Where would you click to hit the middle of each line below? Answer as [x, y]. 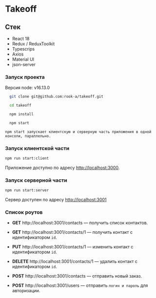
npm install [22, 114]
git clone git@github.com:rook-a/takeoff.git [57, 97]
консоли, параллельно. [28, 136]
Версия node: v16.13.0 [28, 88]
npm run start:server [27, 190]
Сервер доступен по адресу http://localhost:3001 [56, 200]
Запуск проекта [25, 77]
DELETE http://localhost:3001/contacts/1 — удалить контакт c [75, 261]
